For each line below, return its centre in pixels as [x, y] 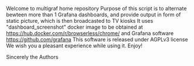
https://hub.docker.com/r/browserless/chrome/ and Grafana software [90, 33]
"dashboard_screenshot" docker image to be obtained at [75, 27]
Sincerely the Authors [32, 57]
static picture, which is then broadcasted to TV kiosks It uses [80, 21]
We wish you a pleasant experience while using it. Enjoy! [74, 46]
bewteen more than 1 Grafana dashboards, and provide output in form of [93, 15]
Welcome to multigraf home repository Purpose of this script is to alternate [96, 8]
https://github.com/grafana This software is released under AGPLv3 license [97, 39]
